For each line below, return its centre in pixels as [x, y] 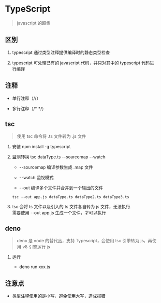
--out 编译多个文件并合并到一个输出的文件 [61, 188]
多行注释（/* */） [29, 108]
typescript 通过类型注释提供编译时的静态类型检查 [61, 52]
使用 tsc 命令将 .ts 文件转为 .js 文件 [51, 136]
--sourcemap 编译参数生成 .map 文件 [56, 167]
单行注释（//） [26, 98]
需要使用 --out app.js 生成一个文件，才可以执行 [59, 213]
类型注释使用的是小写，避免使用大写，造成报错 [59, 296]
